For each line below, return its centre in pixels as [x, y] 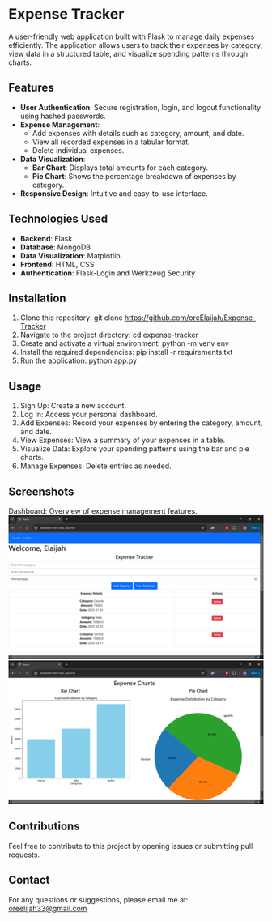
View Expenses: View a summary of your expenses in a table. [123, 440]
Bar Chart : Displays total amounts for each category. [120, 168]
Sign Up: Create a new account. [73, 406]
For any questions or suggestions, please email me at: [98, 899]
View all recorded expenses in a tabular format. [111, 142]
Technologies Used [58, 219]
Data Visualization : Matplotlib [70, 255]
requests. [24, 855]
